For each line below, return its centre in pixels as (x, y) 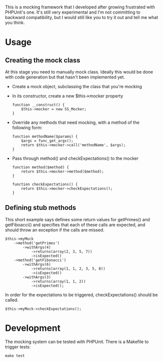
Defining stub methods (41, 208)
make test (15, 356)
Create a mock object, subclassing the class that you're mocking (77, 86)
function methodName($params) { (45, 136)
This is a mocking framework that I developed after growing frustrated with (80, 7)
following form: (27, 128)
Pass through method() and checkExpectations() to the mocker (75, 158)
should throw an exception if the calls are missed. (55, 230)
